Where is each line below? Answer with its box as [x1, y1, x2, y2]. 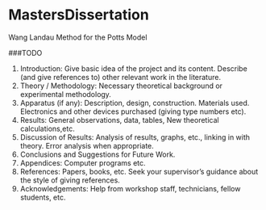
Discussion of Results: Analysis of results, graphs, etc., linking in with [19, 132, 251, 142]
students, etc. [19, 192, 66, 202]
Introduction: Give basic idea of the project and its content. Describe [19, 63, 247, 73]
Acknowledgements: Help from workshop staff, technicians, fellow [19, 183, 241, 193]
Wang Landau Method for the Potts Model [8, 32, 148, 42]
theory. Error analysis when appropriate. [19, 141, 155, 150]
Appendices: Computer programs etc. [19, 157, 147, 167]
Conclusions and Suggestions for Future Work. [19, 149, 176, 159]
